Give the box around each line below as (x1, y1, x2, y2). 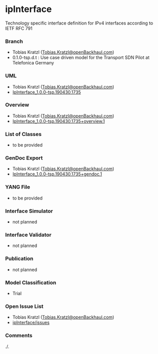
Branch (5, 37, 23, 44)
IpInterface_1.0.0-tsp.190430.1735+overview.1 (12, 118, 105, 124)
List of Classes (5, 130, 42, 137)
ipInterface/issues (12, 319, 50, 325)
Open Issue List (5, 302, 44, 309)
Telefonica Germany (12, 60, 54, 66)
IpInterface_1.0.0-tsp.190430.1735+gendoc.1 (12, 171, 102, 177)
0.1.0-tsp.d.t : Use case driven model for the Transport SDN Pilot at (12, 54, 150, 60)
